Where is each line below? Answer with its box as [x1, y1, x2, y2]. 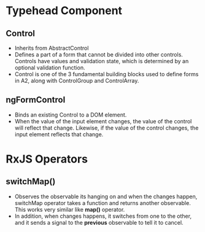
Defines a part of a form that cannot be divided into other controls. [14, 51, 184, 58]
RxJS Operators [6, 152, 88, 166]
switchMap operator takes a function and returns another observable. [14, 199, 191, 206]
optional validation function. [14, 64, 85, 71]
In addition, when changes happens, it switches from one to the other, [14, 212, 191, 220]
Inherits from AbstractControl [14, 44, 89, 52]
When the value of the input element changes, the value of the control [14, 117, 192, 125]
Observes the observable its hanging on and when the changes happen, [14, 193, 198, 200]
